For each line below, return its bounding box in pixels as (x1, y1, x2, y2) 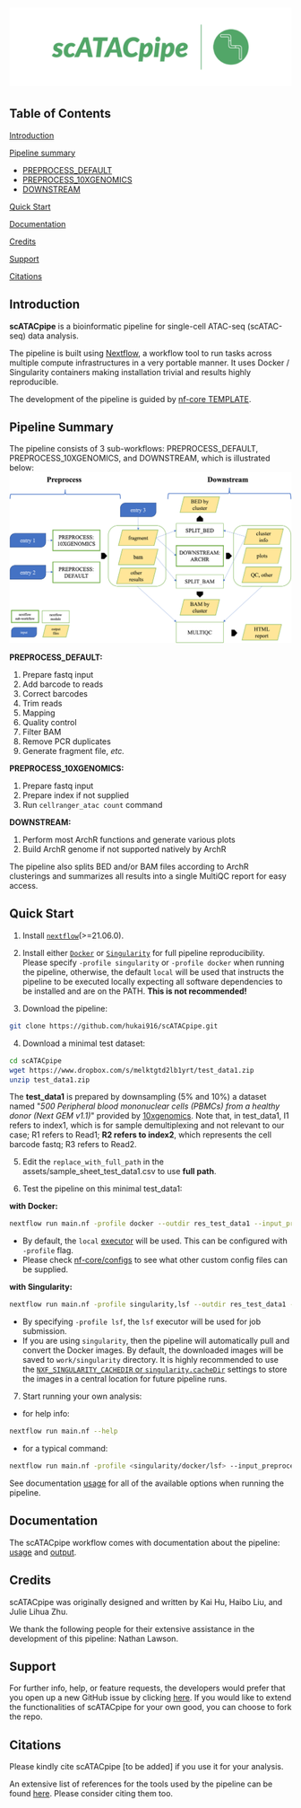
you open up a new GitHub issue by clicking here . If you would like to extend (9, 1692, 292, 1703)
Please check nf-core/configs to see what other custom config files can (21, 1255, 288, 1266)
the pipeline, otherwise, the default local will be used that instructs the (21, 966, 285, 977)
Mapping (21, 707, 56, 718)
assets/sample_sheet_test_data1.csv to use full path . (21, 1166, 217, 1177)
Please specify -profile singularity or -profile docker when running (21, 957, 285, 968)
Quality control (21, 717, 78, 728)
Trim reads (21, 698, 63, 709)
